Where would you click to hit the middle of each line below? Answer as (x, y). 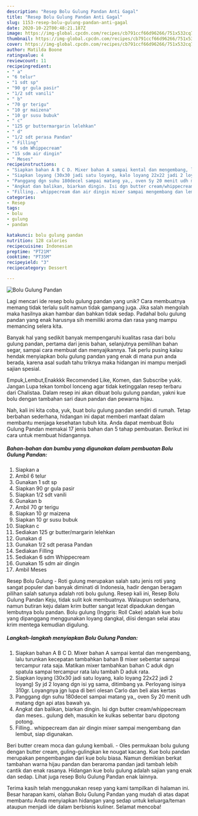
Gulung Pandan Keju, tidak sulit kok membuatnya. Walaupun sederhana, (94, 599)
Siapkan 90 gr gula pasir (45, 488)
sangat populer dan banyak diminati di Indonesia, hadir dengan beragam (94, 587)
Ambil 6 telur (31, 476)
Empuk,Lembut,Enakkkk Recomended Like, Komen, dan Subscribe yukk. (95, 380)
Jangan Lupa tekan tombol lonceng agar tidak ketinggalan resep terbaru (94, 386)
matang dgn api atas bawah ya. (53, 703)
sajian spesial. (24, 368)
